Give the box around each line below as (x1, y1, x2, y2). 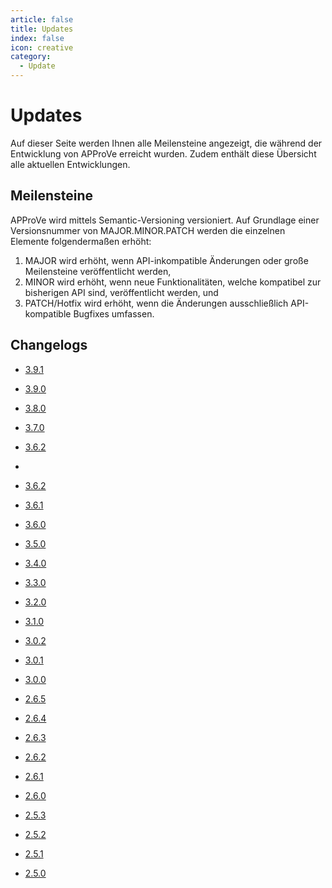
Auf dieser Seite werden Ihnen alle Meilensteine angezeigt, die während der (10, 137, 323, 149)
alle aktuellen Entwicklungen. (10, 158, 131, 170)
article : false (10, 14, 74, 25)
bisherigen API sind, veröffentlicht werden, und (24, 286, 219, 298)
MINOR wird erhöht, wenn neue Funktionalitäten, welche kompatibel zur (24, 276, 322, 288)
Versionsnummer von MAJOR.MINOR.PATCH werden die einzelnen (10, 224, 286, 236)
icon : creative (10, 42, 74, 53)
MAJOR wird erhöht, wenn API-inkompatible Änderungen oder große (24, 254, 309, 266)
